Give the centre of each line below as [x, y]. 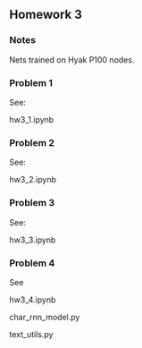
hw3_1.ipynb [32, 119]
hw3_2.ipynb [33, 180]
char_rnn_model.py [45, 317]
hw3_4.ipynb [33, 300]
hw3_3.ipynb [33, 240]
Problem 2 [32, 142]
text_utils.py [31, 334]
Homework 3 [46, 15]
